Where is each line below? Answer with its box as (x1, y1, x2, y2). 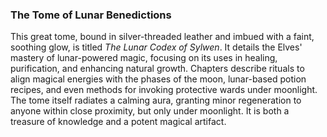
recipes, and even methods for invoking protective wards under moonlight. (10, 84, 318, 96)
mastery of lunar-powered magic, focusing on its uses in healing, (10, 52, 278, 64)
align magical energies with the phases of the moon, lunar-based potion (10, 73, 307, 85)
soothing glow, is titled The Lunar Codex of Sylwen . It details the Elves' (10, 41, 303, 53)
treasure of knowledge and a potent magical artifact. (10, 116, 227, 128)
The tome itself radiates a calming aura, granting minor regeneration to (10, 94, 302, 107)
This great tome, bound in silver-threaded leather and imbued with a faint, (10, 31, 315, 43)
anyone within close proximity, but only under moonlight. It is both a (10, 105, 290, 117)
